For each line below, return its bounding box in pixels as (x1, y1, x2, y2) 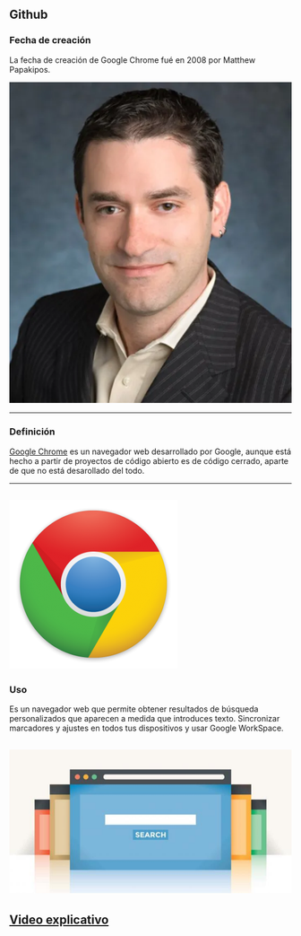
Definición (9, 425, 56, 438)
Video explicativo (9, 912, 109, 927)
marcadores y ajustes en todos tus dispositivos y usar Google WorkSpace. (9, 722, 284, 734)
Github (9, 7, 48, 22)
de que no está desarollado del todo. (9, 465, 145, 476)
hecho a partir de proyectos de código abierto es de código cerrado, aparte (9, 455, 289, 466)
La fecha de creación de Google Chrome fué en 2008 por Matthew (9, 54, 256, 66)
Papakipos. (9, 64, 51, 74)
